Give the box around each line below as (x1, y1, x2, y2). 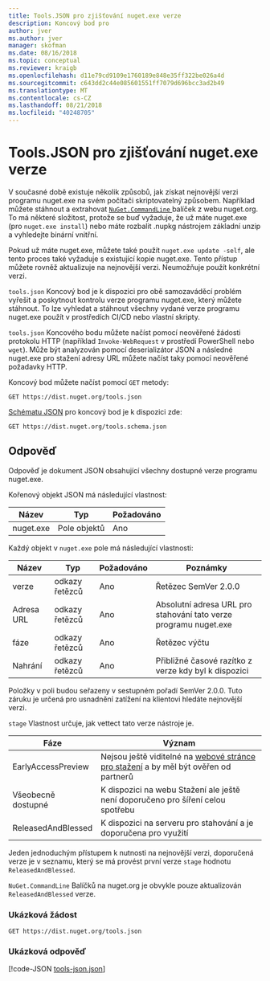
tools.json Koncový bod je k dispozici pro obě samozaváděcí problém (8, 286, 243, 296)
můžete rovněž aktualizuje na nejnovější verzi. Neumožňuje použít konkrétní (8, 262, 260, 272)
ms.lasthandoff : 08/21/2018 (8, 101, 103, 109)
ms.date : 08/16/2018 (8, 49, 78, 57)
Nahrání (12, 660, 43, 671)
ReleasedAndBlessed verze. (8, 889, 96, 898)
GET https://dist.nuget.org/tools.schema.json (8, 423, 167, 431)
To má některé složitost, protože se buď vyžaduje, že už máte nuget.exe (8, 212, 247, 222)
